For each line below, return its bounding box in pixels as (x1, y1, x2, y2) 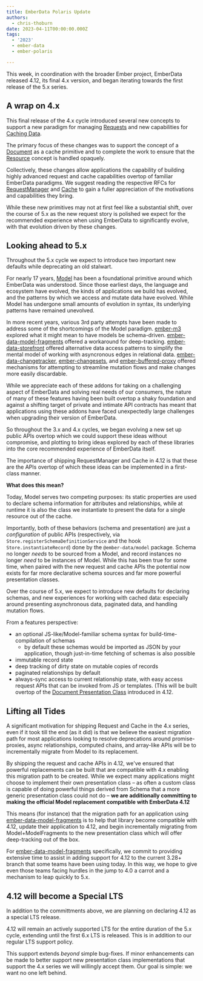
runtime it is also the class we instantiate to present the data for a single (6, 506, 186, 514)
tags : (6, 32, 20, 38)
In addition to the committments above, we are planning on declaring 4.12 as (6, 907, 196, 914)
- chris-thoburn (12, 20, 53, 26)
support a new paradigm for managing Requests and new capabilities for (6, 123, 188, 130)
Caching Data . (6, 130, 42, 137)
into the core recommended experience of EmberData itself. (6, 445, 156, 452)
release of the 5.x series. (6, 83, 68, 90)
